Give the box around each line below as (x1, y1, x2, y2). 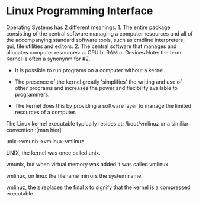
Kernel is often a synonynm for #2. (6, 55, 91, 62)
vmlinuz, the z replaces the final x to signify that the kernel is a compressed (6, 184, 191, 191)
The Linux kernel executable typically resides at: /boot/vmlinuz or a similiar (6, 120, 189, 127)
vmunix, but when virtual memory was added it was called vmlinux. (6, 161, 170, 168)
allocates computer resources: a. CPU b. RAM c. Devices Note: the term (6, 49, 182, 56)
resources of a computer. (14, 108, 77, 116)
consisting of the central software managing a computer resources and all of (6, 30, 194, 37)
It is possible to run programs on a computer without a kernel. (14, 66, 166, 73)
